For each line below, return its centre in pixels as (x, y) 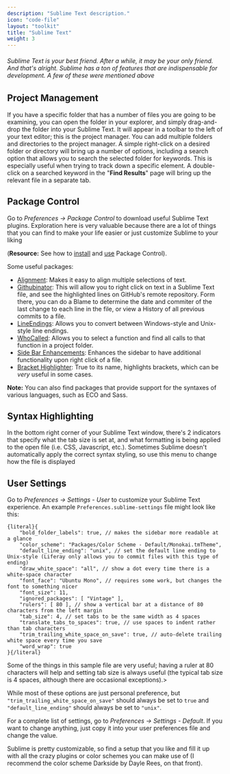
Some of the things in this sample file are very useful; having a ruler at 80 (111, 665)
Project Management (53, 98)
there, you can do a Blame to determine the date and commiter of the (114, 301)
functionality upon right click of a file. (69, 359)
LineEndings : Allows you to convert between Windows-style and (108, 323)
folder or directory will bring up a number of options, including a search (108, 151)
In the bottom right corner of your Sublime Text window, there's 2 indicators (114, 433)
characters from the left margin (55, 611)
